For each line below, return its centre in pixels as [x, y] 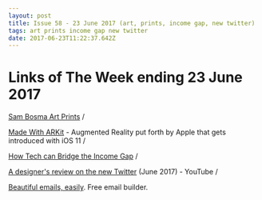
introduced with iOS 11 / [47, 141]
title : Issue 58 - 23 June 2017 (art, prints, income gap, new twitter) [132, 23]
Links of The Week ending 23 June [126, 78]
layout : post [30, 16]
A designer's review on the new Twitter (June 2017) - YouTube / [113, 172]
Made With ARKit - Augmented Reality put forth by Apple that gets [117, 132]
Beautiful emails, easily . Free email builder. [78, 187]
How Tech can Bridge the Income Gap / [73, 156]
